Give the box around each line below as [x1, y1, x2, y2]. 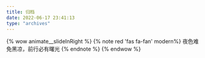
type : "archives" [6, 20, 51, 26]
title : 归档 [6, 9, 35, 15]
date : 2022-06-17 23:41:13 [6, 15, 75, 21]
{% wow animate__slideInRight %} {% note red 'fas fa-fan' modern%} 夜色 [6, 38, 194, 45]
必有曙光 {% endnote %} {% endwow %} [38, 45, 142, 53]
